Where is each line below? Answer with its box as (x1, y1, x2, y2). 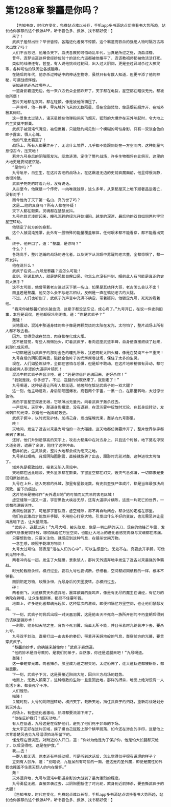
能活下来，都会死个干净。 (5, 683, 51, 688)
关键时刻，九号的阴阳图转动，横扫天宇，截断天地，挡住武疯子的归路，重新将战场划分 (12, 699, 164, 704)
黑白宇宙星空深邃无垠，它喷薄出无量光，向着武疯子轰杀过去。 (12, 399, 123, 405)
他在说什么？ (12, 263, 35, 268)
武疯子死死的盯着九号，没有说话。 (12, 181, 73, 186)
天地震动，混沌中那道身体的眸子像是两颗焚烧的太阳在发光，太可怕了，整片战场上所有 (12, 323, 164, 328)
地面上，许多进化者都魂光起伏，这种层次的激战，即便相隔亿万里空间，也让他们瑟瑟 (12, 601, 161, 606)
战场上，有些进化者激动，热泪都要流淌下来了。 (12, 710, 96, 715)
